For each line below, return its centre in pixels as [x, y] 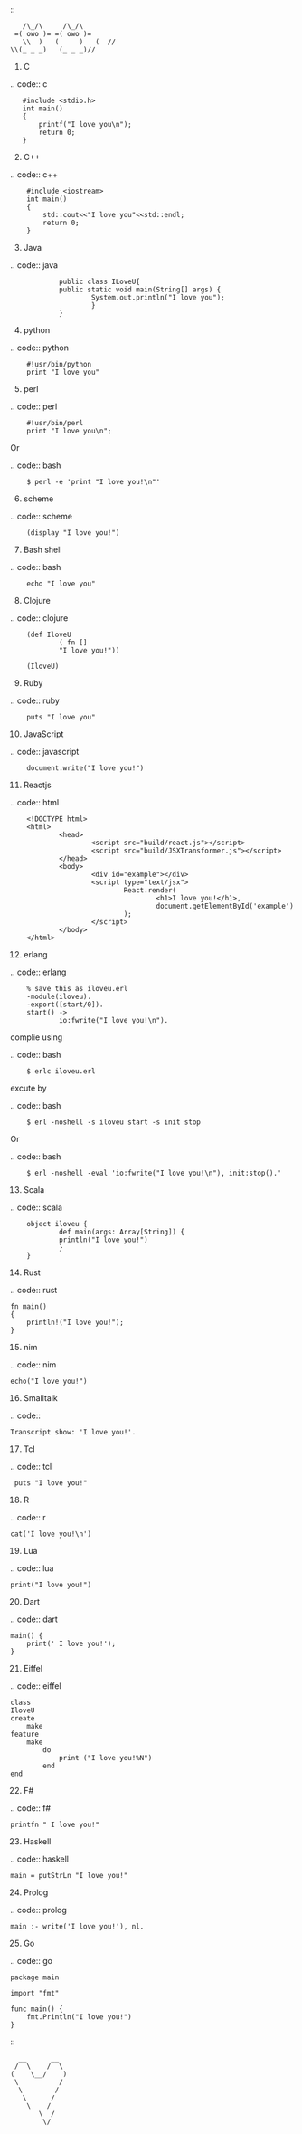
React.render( [150, 891]
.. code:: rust [34, 1290]
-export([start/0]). [65, 1005]
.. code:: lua [32, 1568]
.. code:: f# [31, 1808]
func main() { [37, 2009]
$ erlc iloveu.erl [61, 1072]
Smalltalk [40, 1398]
